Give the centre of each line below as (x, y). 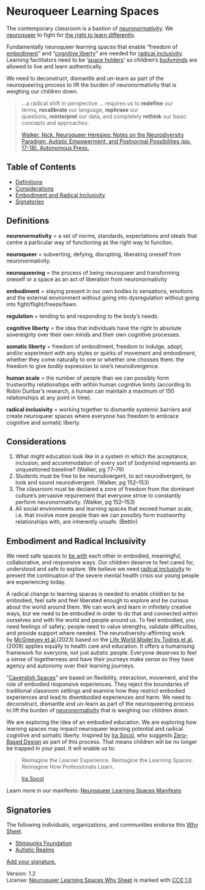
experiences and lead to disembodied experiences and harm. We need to (99, 697)
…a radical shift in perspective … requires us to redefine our (97, 103)
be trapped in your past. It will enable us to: (61, 749)
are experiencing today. (36, 582)
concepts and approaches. (55, 123)
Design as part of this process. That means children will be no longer (110, 742)
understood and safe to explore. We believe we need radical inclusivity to (99, 569)
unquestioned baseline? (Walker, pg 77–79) (69, 470)
